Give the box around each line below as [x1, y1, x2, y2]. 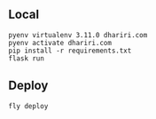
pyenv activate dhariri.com [8, 38, 113, 47]
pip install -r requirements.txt [8, 46, 132, 55]
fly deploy [8, 101, 49, 110]
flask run [8, 53, 45, 63]
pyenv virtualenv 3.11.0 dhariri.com [8, 30, 148, 39]
